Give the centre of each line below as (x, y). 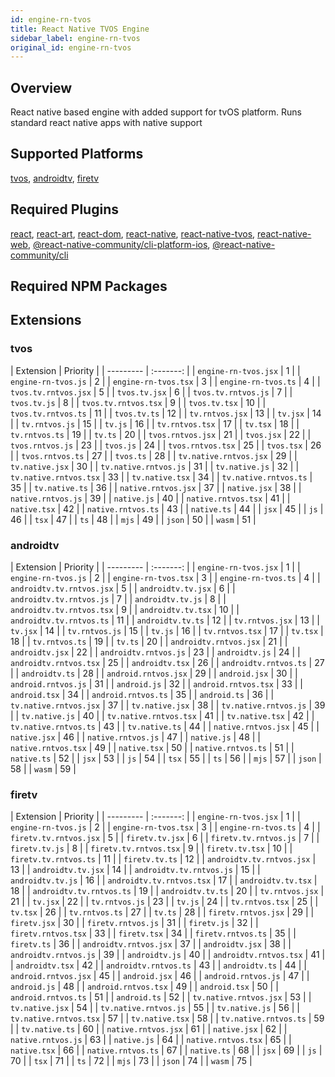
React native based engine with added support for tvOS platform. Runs (156, 112)
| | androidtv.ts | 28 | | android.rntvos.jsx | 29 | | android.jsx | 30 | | (154, 673)
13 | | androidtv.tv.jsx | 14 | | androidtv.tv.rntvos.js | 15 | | (135, 870)
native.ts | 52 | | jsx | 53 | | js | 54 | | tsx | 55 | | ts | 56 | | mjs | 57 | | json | (166, 758)
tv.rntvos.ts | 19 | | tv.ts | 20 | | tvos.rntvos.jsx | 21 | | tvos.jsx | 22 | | (161, 434)
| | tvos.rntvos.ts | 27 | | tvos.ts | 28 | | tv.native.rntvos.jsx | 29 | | (154, 455)
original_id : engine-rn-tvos (71, 47)
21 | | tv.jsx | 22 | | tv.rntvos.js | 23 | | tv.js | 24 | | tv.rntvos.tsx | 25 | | (164, 902)
